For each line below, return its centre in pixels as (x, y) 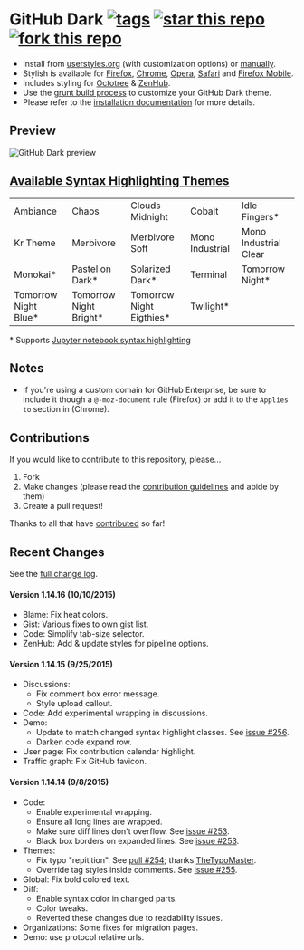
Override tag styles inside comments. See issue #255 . (137, 869)
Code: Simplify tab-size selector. (83, 634)
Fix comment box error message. (98, 694)
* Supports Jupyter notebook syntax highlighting (100, 340)
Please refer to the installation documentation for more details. (139, 102)
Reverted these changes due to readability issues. (129, 917)
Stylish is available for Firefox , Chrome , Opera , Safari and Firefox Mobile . (158, 73)
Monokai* (35, 274)
